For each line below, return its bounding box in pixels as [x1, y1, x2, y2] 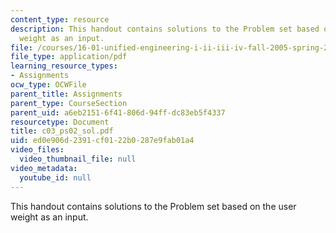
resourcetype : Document [10, 117, 110, 127]
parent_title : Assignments [10, 89, 123, 99]
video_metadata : [10, 163, 78, 173]
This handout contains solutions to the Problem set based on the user [10, 200, 297, 212]
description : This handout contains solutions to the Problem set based [10, 24, 320, 34]
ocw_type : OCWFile [10, 80, 87, 90]
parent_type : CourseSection [10, 98, 128, 108]
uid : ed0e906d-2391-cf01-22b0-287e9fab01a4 [10, 136, 195, 146]
